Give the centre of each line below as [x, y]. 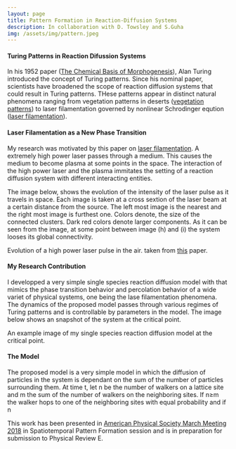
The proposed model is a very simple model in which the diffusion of [106, 372]
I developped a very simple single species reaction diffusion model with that [117, 282]
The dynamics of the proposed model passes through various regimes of [113, 304]
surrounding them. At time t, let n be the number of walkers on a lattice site [116, 387]
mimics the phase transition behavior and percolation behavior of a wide [112, 289]
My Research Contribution [47, 266]
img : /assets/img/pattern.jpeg [53, 33]
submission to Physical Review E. [55, 438]
